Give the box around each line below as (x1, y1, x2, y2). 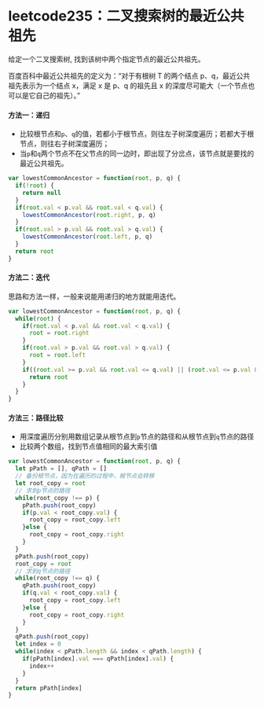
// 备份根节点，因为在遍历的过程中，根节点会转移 (15, 473, 155, 480)
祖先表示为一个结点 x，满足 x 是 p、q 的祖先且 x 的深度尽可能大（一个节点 (8, 80, 248, 90)
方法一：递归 (8, 110, 49, 120)
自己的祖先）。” (35, 90, 81, 100)
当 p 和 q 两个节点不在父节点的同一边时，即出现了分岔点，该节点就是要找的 (19, 149, 255, 158)
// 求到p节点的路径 (15, 487, 71, 495)
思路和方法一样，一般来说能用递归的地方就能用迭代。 (8, 292, 181, 301)
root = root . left (28, 351, 86, 359)
